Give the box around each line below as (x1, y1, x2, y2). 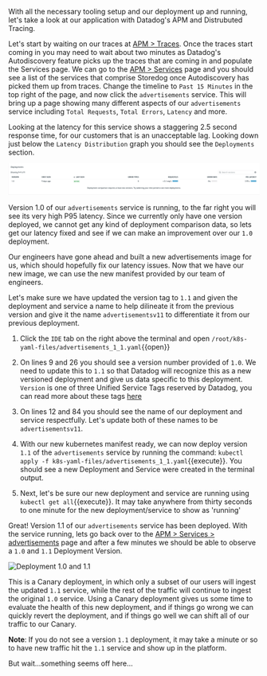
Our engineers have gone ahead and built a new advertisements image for (8, 252, 253, 262)
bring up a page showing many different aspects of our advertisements (8, 99, 241, 107)
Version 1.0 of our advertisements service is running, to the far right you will (8, 203, 257, 213)
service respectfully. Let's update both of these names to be (19, 416, 218, 425)
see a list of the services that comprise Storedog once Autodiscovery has (8, 73, 249, 82)
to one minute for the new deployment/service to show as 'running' (19, 506, 241, 515)
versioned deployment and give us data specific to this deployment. (19, 374, 243, 385)
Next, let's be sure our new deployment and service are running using (19, 489, 249, 498)
